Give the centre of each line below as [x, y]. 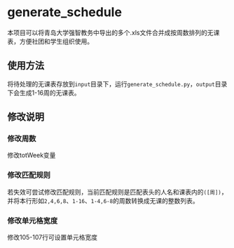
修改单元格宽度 [33, 221]
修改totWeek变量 [32, 155]
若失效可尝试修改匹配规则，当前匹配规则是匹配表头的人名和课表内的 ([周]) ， [117, 192]
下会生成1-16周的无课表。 [44, 93]
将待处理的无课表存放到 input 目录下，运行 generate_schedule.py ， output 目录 [117, 84]
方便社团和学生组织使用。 [56, 41]
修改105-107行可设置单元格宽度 [53, 237]
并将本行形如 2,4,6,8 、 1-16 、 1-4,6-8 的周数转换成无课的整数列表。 [103, 200]
